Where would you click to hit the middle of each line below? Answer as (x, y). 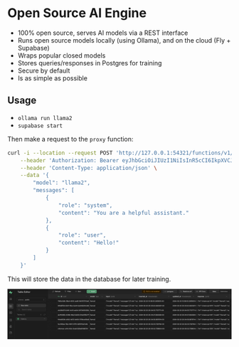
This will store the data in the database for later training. (89, 279)
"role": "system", (85, 205)
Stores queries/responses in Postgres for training (90, 63)
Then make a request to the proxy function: (70, 139)
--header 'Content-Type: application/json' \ (89, 168)
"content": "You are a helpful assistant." (124, 213)
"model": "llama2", (62, 183)
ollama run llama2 (45, 118)
